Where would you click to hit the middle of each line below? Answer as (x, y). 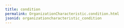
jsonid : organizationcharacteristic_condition (53, 18)
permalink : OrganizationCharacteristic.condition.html (62, 14)
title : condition (23, 9)
